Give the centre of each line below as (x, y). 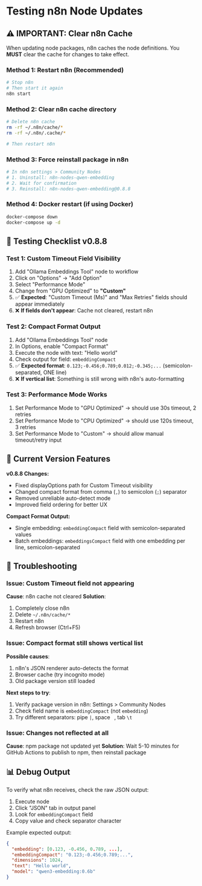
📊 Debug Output (38, 772)
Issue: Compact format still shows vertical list (75, 643)
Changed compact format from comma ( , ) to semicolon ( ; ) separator (101, 491)
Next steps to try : (29, 693)
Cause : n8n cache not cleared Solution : (56, 597)
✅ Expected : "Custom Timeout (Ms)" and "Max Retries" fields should (101, 297)
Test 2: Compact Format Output (54, 326)
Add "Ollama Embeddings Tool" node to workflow (77, 272)
